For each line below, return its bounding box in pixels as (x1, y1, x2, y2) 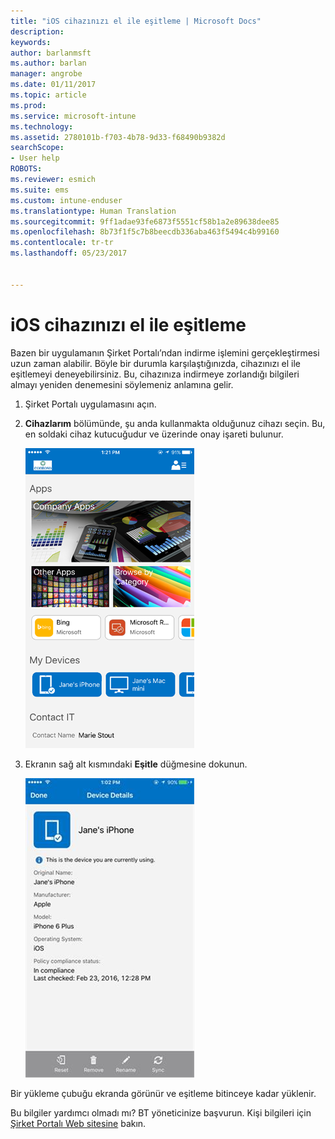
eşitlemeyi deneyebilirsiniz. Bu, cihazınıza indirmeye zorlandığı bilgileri (10, 368, 300, 380)
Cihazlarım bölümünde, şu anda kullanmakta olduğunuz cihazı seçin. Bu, (24, 417, 326, 429)
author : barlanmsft (10, 48, 92, 58)
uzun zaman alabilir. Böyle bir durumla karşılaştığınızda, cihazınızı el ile (10, 357, 301, 369)
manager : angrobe (10, 69, 83, 79)
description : (10, 26, 65, 37)
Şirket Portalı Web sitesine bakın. (10, 1117, 147, 1129)
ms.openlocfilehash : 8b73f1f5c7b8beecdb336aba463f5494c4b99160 (10, 227, 280, 237)
